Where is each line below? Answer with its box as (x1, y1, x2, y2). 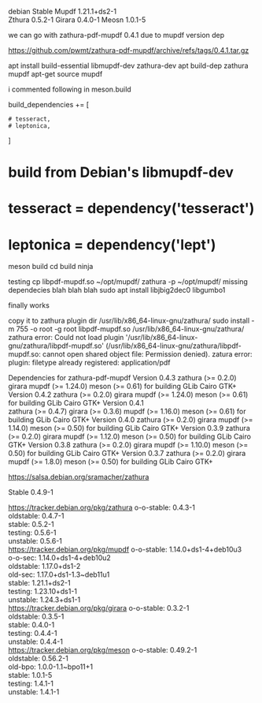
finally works (8, 301, 50, 310)
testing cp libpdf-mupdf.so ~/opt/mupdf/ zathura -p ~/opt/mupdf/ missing (8, 277, 248, 286)
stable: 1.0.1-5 (8, 671, 53, 680)
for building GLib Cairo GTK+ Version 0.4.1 (8, 398, 144, 408)
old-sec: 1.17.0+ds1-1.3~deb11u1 (8, 570, 110, 579)
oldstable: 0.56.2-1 (8, 654, 68, 664)
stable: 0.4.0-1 (8, 620, 55, 630)
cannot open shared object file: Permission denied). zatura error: (42, 350, 253, 359)
